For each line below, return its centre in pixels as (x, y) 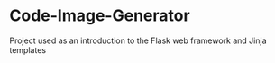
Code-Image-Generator (100, 16)
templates (28, 49)
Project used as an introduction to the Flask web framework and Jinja (138, 40)
